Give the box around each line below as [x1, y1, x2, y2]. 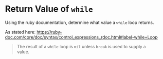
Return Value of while [5, 3, 93, 15]
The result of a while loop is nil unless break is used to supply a [17, 43, 146, 49]
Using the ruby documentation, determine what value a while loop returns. [5, 20, 154, 25]
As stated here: [5, 29, 36, 35]
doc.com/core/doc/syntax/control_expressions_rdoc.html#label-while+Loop [5, 34, 158, 40]
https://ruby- [36, 29, 62, 35]
